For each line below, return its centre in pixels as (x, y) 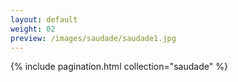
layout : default (44, 19)
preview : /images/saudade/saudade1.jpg (93, 38)
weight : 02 (33, 29)
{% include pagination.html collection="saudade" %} (119, 67)
